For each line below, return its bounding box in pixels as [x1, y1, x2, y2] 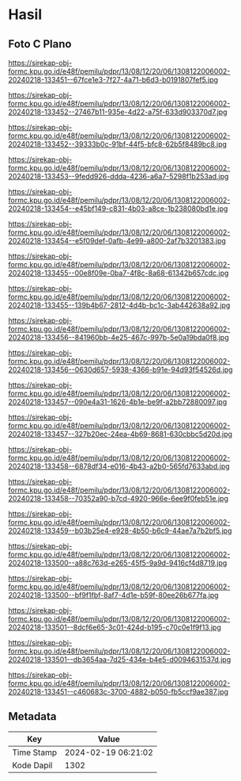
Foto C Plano [8, 37, 72, 51]
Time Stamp [12, 747, 58, 758]
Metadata [8, 710, 57, 723]
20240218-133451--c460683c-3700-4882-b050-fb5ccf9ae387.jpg [8, 687, 229, 696]
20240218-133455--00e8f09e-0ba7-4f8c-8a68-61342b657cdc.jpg [8, 268, 229, 278]
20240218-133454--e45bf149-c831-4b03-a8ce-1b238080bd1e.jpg [8, 204, 228, 213]
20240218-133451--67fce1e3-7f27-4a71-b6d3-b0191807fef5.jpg [8, 75, 219, 84]
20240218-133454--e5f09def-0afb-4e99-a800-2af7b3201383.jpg [8, 236, 227, 245]
